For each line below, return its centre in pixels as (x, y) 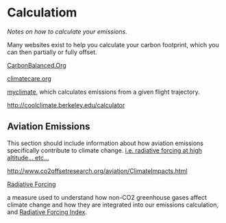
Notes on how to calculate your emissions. (67, 31)
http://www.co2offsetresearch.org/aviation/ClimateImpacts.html (97, 171)
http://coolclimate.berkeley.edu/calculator (66, 105)
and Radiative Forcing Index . (47, 212)
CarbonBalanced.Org (37, 65)
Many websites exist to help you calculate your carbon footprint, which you (113, 44)
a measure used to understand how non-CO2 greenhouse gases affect (107, 197)
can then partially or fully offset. (52, 52)
